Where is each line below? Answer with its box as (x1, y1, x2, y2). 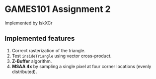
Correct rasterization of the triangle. (11, 47, 85, 53)
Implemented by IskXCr (4, 20, 53, 26)
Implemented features (4, 34, 75, 43)
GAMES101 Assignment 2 (4, 3, 111, 15)
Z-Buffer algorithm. (11, 58, 52, 64)
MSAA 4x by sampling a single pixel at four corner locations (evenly (11, 63, 152, 69)
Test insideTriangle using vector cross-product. (11, 53, 112, 59)
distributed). (11, 69, 37, 75)
